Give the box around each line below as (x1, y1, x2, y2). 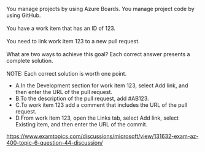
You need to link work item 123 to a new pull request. (6, 38, 140, 45)
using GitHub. (6, 12, 41, 19)
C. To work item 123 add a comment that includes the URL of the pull (15, 101, 188, 109)
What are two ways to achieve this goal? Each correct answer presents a (6, 51, 190, 57)
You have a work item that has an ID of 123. (6, 24, 116, 32)
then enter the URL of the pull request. (15, 89, 112, 95)
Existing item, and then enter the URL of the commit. (15, 121, 148, 128)
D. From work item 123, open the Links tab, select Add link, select (15, 114, 179, 121)
